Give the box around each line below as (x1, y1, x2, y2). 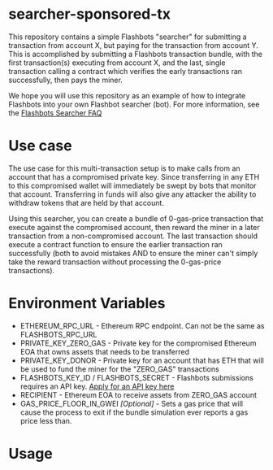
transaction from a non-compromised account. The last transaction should (8, 231, 258, 241)
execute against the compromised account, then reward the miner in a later (8, 222, 260, 232)
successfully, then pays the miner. (8, 75, 123, 85)
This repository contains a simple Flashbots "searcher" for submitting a (8, 32, 247, 41)
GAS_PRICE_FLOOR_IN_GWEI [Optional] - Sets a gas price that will (19, 398, 244, 408)
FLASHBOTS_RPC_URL (19, 329, 97, 339)
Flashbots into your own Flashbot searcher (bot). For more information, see (8, 99, 260, 109)
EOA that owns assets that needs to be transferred (19, 346, 189, 356)
